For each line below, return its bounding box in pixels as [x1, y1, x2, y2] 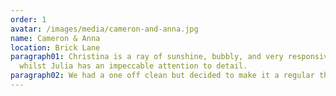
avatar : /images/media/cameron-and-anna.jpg [10, 24, 199, 34]
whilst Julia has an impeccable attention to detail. [19, 61, 248, 71]
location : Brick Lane [10, 42, 101, 53]
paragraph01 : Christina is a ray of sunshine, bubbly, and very [10, 52, 284, 62]
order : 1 [10, 14, 47, 25]
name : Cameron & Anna [10, 33, 101, 43]
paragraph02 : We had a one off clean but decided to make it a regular [10, 71, 315, 81]
